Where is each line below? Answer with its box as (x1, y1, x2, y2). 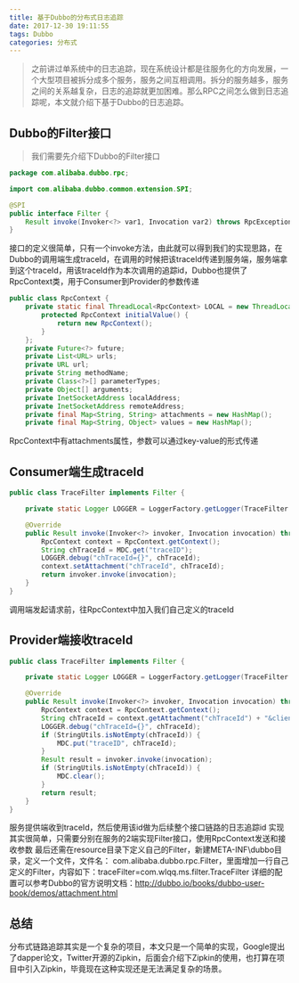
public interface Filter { (9, 209, 109, 218)
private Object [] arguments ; (25, 385, 133, 394)
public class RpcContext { (9, 294, 109, 303)
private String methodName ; (25, 369, 129, 378)
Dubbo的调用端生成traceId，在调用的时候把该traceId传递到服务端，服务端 (9, 254, 280, 265)
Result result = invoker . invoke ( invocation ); (41, 755, 214, 765)
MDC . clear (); (56, 772, 105, 781)
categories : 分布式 (9, 37, 77, 47)
